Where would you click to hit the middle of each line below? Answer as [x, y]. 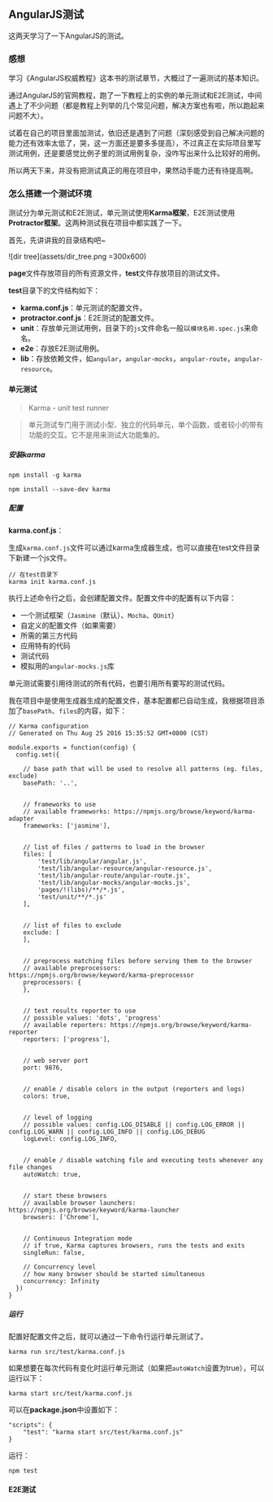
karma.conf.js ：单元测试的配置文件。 [84, 308]
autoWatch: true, [52, 1174]
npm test [23, 1470]
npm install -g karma [45, 475]
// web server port [56, 1060]
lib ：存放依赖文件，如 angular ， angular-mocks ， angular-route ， [127, 359]
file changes [30, 1167]
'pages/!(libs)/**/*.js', [82, 890]
